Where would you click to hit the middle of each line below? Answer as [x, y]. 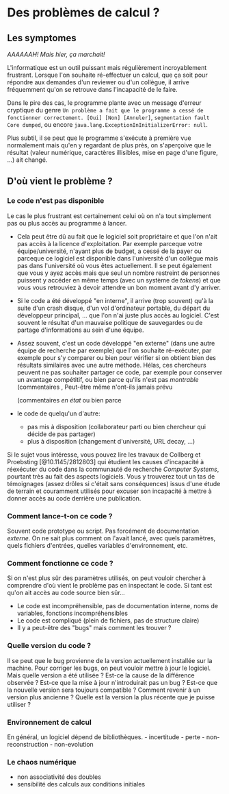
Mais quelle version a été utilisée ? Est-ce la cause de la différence [101, 675]
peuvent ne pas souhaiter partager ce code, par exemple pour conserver [120, 372]
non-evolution [74, 744]
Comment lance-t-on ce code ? [60, 516]
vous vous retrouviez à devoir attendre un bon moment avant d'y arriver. [119, 287]
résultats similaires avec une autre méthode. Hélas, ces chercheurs [111, 365]
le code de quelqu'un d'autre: [58, 413]
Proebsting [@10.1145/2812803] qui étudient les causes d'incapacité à [106, 461]
